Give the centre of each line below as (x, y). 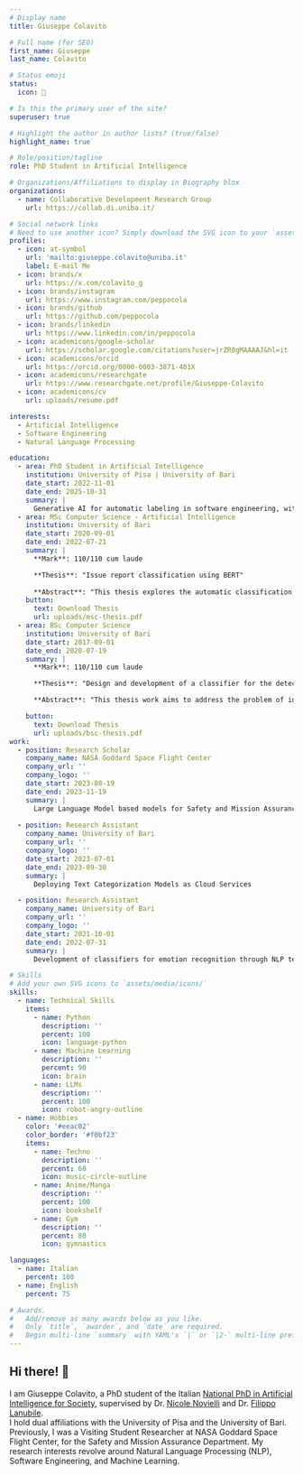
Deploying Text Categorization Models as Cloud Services (142, 884)
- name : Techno (62, 1152)
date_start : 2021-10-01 (70, 934)
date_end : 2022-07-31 (66, 942)
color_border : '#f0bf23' (72, 1135)
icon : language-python (84, 1043)
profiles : (28, 241)
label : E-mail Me (58, 266)
